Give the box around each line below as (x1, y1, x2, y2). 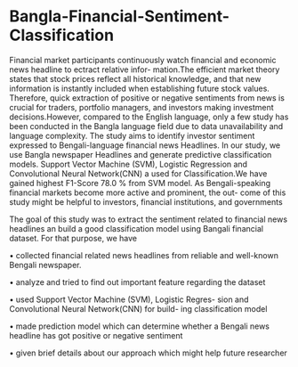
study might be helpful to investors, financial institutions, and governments (9, 196, 283, 207)
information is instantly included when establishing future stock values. (9, 83, 270, 94)
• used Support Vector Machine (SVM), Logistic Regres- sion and (9, 294, 249, 305)
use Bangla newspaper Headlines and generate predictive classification (9, 149, 272, 159)
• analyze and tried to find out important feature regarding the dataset (9, 276, 266, 287)
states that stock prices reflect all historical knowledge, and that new (9, 73, 262, 84)
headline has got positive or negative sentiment (9, 330, 183, 340)
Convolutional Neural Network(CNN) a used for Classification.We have (9, 167, 268, 179)
